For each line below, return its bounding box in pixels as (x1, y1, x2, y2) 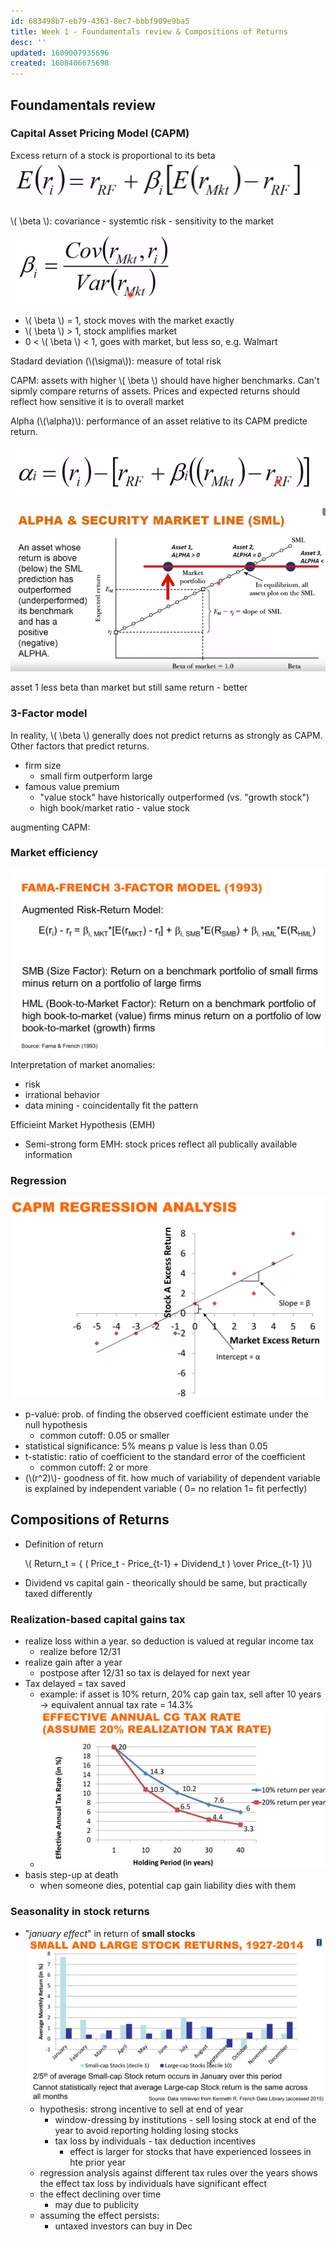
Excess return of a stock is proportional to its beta (10, 149, 216, 161)
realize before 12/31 (39, 1646, 121, 1658)
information (24, 1148, 73, 1160)
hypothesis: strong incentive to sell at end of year (39, 2103, 244, 2115)
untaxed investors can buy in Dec (54, 2220, 193, 2232)
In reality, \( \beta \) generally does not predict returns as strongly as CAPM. (10, 729, 323, 741)
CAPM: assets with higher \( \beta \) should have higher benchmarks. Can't (10, 374, 320, 386)
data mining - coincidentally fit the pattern (24, 1099, 199, 1111)
